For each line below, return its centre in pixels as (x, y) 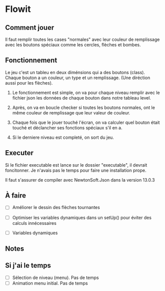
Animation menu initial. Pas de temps (50, 283)
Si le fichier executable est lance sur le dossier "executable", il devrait (76, 165)
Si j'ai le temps (28, 265)
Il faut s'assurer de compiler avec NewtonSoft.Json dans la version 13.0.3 (80, 180)
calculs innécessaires (34, 223)
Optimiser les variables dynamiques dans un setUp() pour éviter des (82, 217)
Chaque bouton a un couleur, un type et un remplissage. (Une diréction (78, 78)
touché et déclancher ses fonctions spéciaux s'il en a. (67, 127)
